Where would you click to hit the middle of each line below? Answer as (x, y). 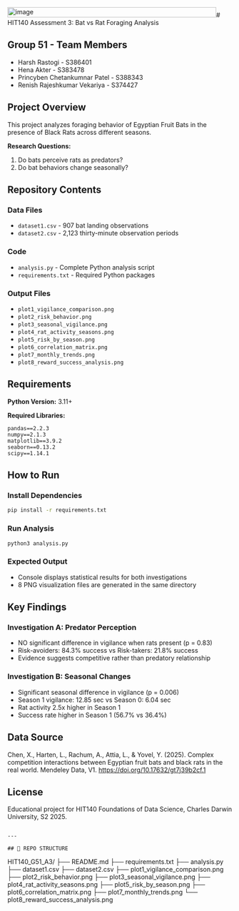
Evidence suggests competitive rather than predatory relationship (114, 658)
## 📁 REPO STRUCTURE (38, 849)
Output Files (29, 293)
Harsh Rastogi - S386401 (55, 62)
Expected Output (37, 561)
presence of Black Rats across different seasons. (80, 132)
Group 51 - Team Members (67, 45)
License (25, 792)
